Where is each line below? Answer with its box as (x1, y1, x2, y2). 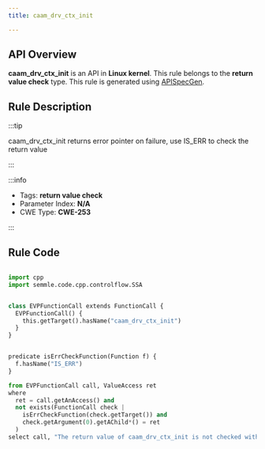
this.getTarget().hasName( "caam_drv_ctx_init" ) (22, 317, 181, 325)
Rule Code (8, 246, 61, 259)
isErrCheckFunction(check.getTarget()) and (22, 411, 168, 419)
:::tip (8, 121, 23, 130)
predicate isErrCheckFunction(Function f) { (8, 353, 157, 360)
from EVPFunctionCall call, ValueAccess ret (8, 381, 157, 390)
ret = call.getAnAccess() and (15, 396, 114, 404)
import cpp (8, 274, 44, 281)
